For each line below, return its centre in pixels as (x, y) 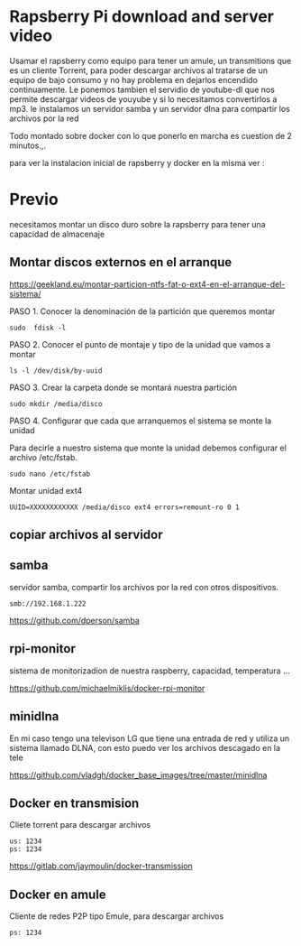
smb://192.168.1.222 (48, 603)
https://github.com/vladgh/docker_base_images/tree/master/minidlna (138, 774)
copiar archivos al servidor (87, 535)
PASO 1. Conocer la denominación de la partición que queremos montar (142, 311)
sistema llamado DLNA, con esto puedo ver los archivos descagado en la (145, 747)
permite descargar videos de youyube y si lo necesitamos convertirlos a (143, 99)
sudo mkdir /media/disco (56, 403)
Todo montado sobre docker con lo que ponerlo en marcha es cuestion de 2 (151, 135)
